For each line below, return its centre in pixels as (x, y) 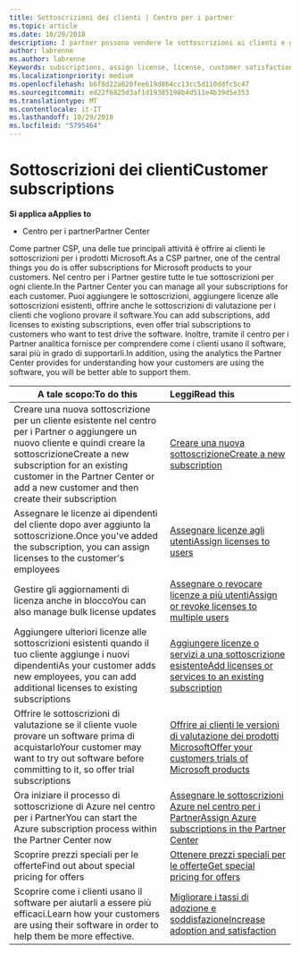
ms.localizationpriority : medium (71, 76)
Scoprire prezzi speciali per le (76, 854)
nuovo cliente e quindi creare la (79, 442)
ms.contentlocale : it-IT (55, 109)
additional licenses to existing (76, 687)
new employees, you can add (75, 677)
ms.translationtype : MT (54, 101)
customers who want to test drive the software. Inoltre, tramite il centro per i (149, 334)
